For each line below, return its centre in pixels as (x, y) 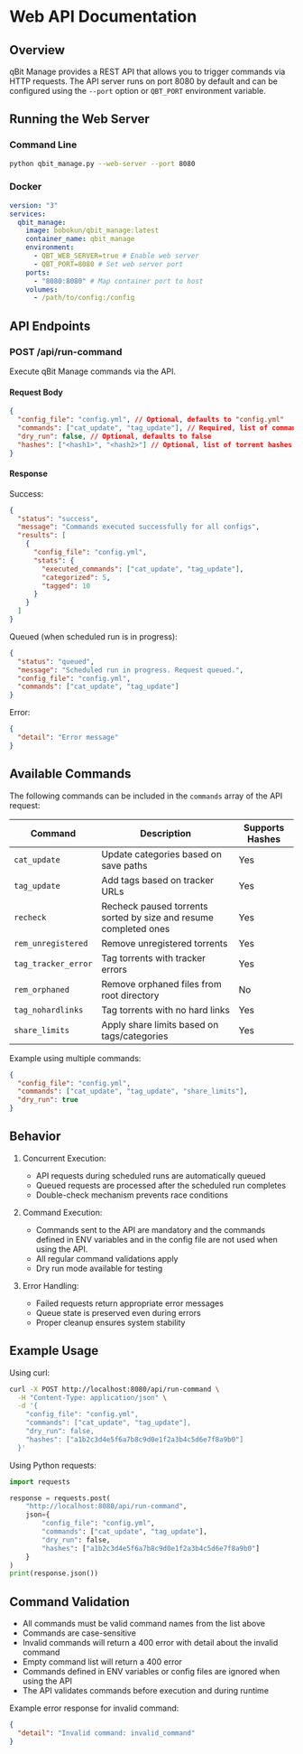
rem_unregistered (51, 943)
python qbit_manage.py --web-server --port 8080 (102, 163)
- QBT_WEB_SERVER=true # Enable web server (116, 256)
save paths (124, 865)
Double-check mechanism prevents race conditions (132, 1195)
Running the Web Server (80, 119)
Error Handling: (50, 1285)
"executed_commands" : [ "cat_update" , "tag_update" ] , (143, 569)
